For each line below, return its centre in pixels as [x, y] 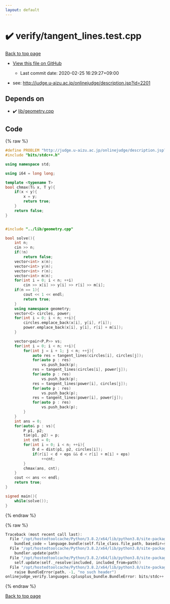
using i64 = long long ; [30, 173]
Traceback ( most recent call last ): [44, 534]
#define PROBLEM [22, 150]
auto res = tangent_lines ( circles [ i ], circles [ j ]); [88, 355]
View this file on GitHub [37, 63]
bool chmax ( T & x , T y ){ [30, 187]
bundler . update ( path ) [37, 553]
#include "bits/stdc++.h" [32, 155]
